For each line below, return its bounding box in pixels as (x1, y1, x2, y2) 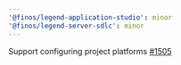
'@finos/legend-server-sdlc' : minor (8, 21, 144, 30)
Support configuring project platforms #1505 (8, 45, 172, 56)
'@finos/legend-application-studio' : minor (8, 12, 173, 22)
